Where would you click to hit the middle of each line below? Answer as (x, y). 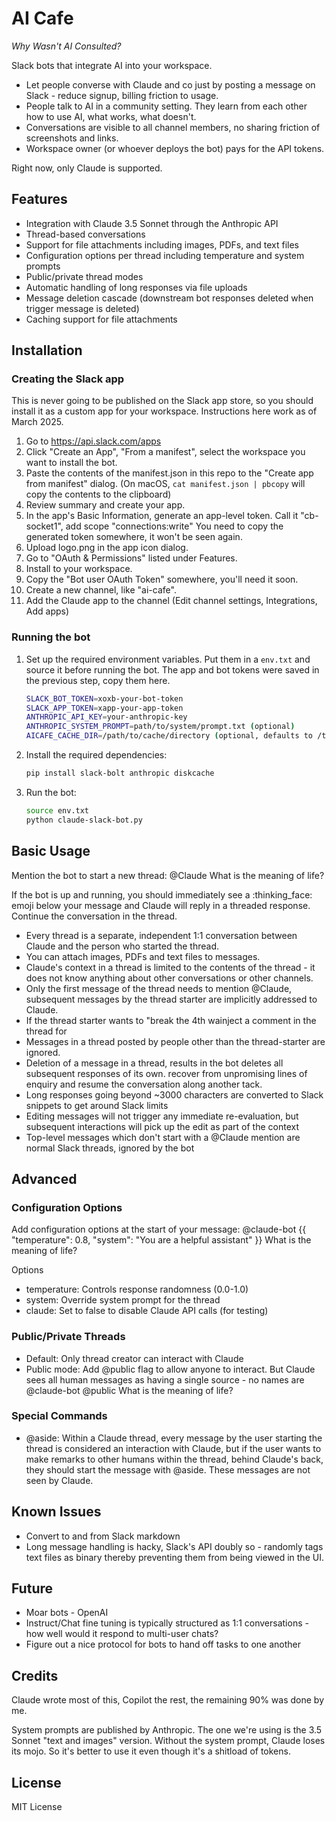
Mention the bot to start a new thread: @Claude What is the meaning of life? (168, 875)
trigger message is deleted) (82, 308)
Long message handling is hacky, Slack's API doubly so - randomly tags (174, 1546)
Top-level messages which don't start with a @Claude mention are (163, 1137)
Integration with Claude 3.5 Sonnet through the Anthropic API (152, 223)
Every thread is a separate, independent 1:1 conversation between (161, 935)
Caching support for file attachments (101, 319)
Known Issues (56, 1512)
